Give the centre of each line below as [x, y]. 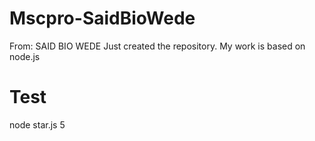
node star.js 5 [37, 124]
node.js [25, 56]
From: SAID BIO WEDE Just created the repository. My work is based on [157, 46]
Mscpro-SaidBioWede [102, 18]
